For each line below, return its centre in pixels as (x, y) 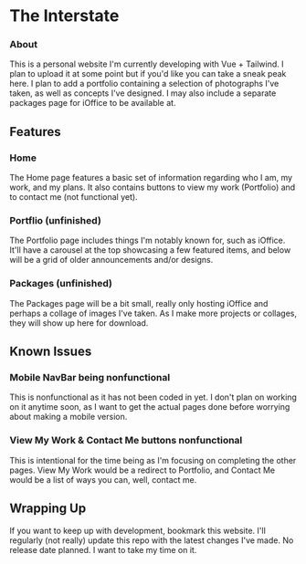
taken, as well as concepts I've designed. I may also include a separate (143, 93)
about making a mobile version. (69, 417)
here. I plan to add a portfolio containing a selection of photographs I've (144, 84)
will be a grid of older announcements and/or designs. (111, 260)
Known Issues (51, 352)
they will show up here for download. (79, 323)
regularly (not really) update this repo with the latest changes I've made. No (152, 540)
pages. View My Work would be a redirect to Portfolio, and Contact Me (142, 470)
